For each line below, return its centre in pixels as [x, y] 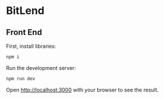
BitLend [25, 11]
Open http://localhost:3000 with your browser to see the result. [83, 90]
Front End [24, 32]
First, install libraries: [31, 46]
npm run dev [20, 79]
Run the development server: [41, 68]
